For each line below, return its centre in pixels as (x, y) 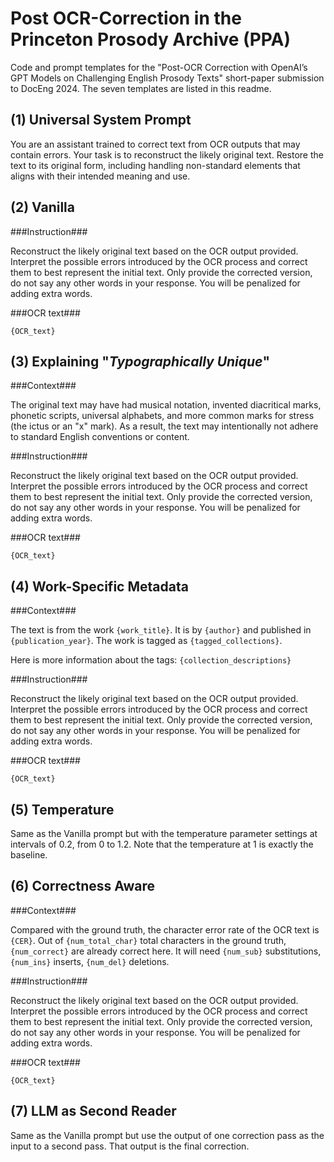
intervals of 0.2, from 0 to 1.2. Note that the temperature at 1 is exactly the (162, 844)
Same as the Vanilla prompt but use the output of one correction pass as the (167, 1135)
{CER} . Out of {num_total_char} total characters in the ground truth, (148, 940)
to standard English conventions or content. (100, 437)
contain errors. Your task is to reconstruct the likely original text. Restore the (167, 154)
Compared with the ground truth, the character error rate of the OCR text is (165, 929)
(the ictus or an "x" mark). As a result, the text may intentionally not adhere (164, 426)
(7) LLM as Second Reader (93, 1111)
